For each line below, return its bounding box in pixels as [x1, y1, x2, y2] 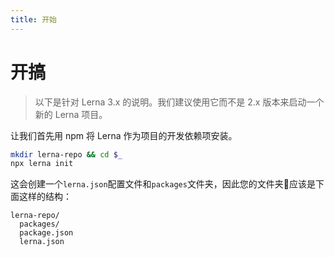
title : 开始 [10, 14, 57, 25]
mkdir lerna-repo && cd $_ [10, 149, 123, 160]
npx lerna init [10, 159, 74, 169]
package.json [19, 228, 74, 238]
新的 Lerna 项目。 [34, 108, 108, 120]
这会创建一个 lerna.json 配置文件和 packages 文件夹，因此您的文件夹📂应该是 [10, 178, 317, 190]
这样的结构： [18, 191, 72, 203]
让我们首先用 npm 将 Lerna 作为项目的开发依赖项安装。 [10, 129, 238, 141]
